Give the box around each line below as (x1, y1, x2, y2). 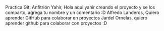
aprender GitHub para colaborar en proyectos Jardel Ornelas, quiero (5, 15, 148, 20)
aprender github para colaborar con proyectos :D (5, 20, 107, 26)
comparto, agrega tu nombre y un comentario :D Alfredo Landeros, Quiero (5, 9, 159, 15)
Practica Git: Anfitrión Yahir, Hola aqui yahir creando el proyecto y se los (5, 4, 155, 10)
